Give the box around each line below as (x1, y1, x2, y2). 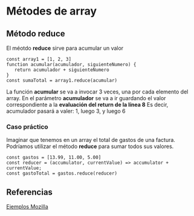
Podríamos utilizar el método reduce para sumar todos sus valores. (6, 143, 174, 150)
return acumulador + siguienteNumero (14, 67, 110, 73)
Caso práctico (6, 123, 48, 131)
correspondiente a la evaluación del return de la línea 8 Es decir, (6, 101, 169, 108)
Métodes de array (6, 4, 97, 18)
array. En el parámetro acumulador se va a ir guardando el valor (6, 95, 166, 101)
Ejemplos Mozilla (6, 203, 48, 211)
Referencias (6, 187, 53, 197)
